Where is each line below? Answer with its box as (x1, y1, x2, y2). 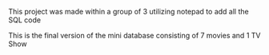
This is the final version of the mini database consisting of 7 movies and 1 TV (8, 31, 261, 40)
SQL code (8, 15, 42, 25)
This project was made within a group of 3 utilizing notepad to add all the (8, 7, 250, 16)
